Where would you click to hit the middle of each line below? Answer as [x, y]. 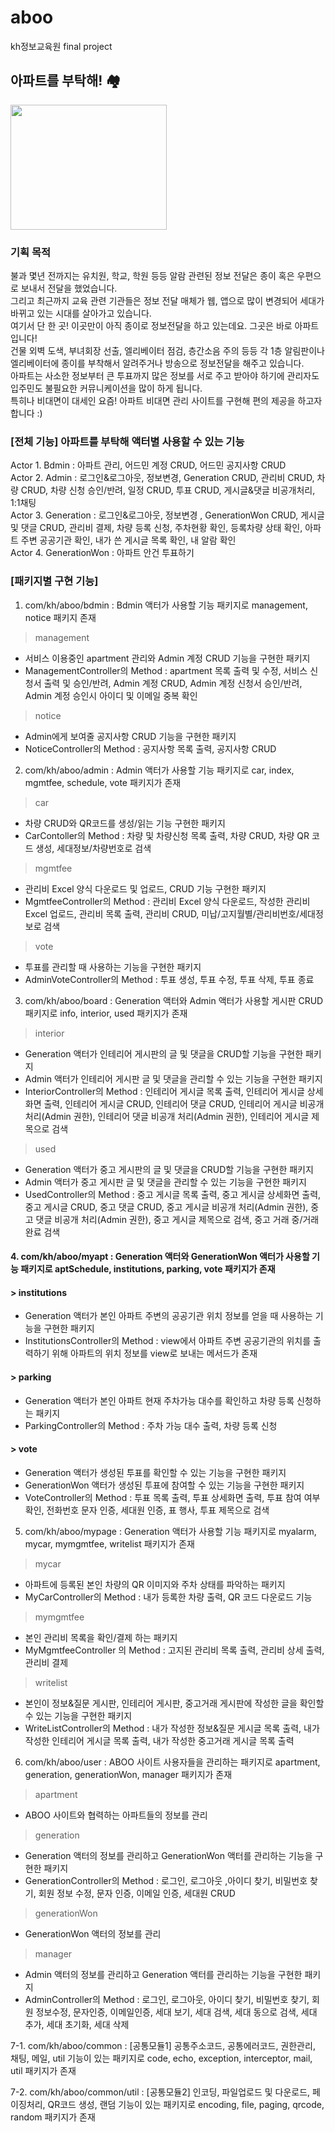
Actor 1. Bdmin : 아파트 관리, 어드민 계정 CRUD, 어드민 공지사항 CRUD [148, 465]
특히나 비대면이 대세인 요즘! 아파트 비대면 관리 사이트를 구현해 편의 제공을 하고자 [166, 401]
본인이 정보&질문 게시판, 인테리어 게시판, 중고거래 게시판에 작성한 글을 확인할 [174, 1703]
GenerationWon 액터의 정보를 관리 [93, 1933]
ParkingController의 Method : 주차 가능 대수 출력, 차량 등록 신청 [151, 1425]
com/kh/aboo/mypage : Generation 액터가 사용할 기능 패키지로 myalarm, [170, 1531]
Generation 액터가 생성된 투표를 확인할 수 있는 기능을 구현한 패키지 [155, 1472]
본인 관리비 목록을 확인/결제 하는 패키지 [101, 1637]
